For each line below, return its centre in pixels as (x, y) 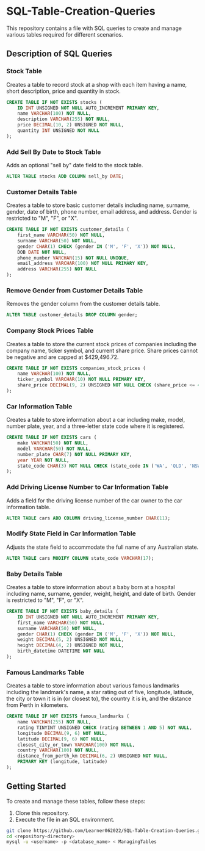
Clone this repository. (42, 813)
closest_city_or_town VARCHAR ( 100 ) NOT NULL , (76, 745)
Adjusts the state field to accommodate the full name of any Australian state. (103, 547)
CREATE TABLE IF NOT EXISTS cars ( (52, 438)
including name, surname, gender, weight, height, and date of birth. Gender (101, 594)
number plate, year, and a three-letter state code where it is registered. (95, 426)
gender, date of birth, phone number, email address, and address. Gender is (102, 212)
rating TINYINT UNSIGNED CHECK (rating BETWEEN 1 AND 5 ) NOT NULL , (105, 728)
